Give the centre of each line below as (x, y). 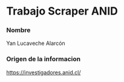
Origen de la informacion (43, 59)
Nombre (18, 30)
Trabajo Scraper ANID (62, 11)
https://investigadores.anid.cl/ (44, 72)
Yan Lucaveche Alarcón (36, 43)
